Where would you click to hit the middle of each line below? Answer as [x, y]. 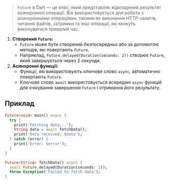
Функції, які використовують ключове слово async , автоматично [90, 71]
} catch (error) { [29, 139]
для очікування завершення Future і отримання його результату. [90, 88]
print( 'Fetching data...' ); [44, 125]
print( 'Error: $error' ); [40, 144]
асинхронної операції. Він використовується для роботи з [80, 13]
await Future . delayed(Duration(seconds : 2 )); [59, 167]
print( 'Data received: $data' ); [48, 135]
